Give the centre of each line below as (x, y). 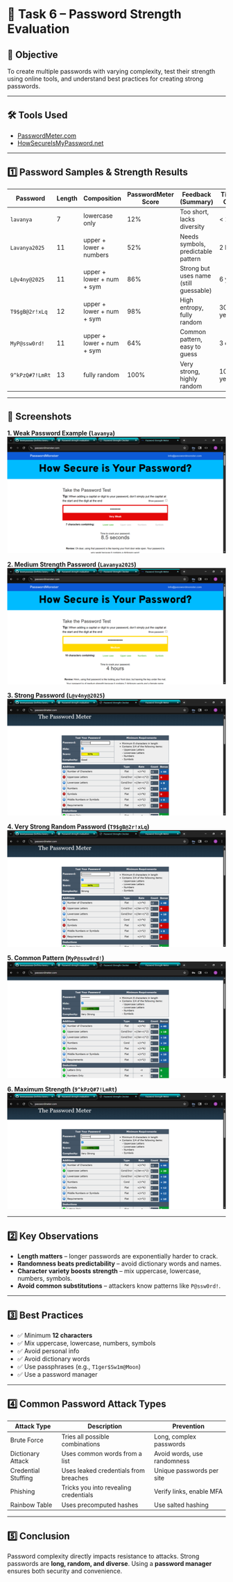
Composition (102, 198)
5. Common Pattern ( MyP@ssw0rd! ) (56, 958)
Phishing (23, 1491)
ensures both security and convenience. (65, 1571)
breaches (75, 1478)
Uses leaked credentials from (103, 1471)
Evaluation (38, 29)
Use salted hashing (181, 1505)
